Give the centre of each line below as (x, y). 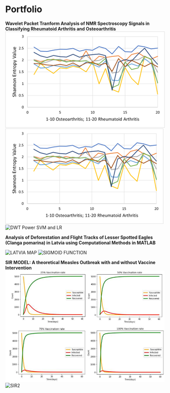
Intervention (18, 268)
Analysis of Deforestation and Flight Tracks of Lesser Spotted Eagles (79, 237)
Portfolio (24, 9)
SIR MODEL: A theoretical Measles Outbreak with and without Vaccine (80, 262)
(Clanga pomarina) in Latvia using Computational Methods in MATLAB (80, 243)
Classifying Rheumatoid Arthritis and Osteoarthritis (61, 28)
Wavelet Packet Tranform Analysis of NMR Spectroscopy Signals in (78, 23)
